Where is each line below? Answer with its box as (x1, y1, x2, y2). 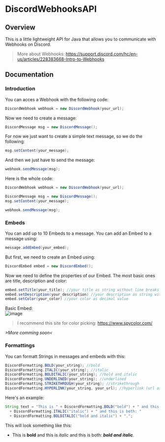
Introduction (5, 85, 35, 92)
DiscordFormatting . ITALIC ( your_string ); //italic (5, 368, 109, 372)
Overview (5, 23, 36, 32)
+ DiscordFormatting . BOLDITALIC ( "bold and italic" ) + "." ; (9, 413, 133, 418)
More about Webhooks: (17, 51, 65, 57)
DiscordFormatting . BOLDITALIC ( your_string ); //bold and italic (5, 372, 137, 377)
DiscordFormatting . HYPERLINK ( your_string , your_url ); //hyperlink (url (5, 386, 155, 391)
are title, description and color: (5, 278, 67, 284)
